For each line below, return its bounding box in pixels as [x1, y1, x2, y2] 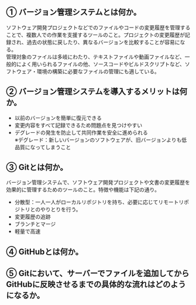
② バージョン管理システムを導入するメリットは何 [6, 87, 188, 97]
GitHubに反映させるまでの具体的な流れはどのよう [6, 279, 186, 290]
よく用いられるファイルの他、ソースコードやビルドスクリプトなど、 [21, 60, 185, 67]
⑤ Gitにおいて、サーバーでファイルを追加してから [6, 269, 190, 279]
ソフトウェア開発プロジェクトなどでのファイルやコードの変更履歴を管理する [6, 24, 191, 31]
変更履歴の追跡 [14, 213, 51, 220]
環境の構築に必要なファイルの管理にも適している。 [36, 68, 160, 75]
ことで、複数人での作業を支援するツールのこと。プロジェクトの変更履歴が [6, 31, 185, 38]
